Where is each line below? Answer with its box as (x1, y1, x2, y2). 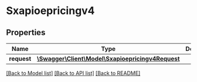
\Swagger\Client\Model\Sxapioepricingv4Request (37, 54, 180, 63)
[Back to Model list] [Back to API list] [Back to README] (6, 70, 141, 77)
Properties (6, 28, 46, 37)
